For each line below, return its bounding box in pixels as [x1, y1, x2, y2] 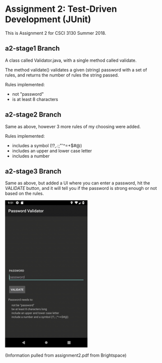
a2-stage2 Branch [5, 110, 61, 119]
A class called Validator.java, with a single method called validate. [5, 57, 137, 63]
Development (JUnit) [5, 14, 91, 25]
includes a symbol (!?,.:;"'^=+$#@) [12, 142, 82, 148]
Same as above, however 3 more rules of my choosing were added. [5, 124, 141, 130]
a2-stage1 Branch [5, 44, 60, 52]
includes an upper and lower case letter [12, 148, 92, 154]
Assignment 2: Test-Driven [5, 3, 117, 15]
